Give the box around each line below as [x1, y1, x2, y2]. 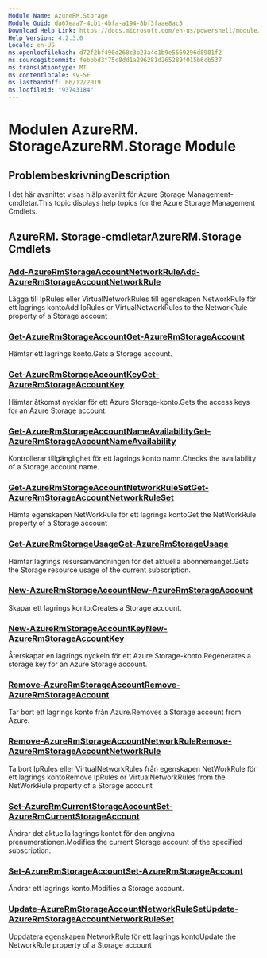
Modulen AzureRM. [8, 120, 139, 138]
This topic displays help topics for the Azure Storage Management [38, 198, 256, 208]
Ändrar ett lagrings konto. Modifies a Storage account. [8, 884, 184, 893]
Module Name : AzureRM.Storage [8, 11, 109, 20]
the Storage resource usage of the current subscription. [8, 565, 192, 575]
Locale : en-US [8, 41, 56, 49]
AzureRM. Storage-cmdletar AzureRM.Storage [8, 230, 242, 243]
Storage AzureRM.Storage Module [8, 137, 237, 155]
